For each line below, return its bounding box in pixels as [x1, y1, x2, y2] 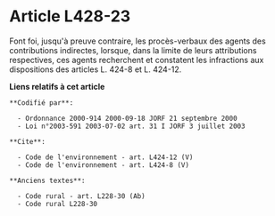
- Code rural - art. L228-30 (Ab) [17, 191, 146, 201]
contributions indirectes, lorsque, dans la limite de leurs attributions [9, 44, 257, 55]
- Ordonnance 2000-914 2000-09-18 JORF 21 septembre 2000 [17, 114, 238, 123]
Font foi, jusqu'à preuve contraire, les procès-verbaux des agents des [9, 36, 266, 46]
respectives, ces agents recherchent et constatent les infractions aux [9, 54, 264, 65]
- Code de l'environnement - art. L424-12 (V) [17, 153, 194, 162]
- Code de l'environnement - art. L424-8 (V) [17, 160, 190, 170]
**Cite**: [9, 137, 46, 146]
